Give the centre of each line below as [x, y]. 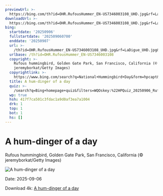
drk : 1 [16, 104]
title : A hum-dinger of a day [40, 81]
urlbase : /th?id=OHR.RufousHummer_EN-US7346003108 [62, 54]
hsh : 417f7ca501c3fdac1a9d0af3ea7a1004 [50, 100]
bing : [10, 28]
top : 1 [16, 109]
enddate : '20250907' [30, 41]
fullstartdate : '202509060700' [41, 37]
